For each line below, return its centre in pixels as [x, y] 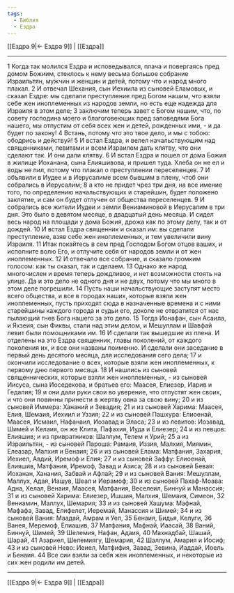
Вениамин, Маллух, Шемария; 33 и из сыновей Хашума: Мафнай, [104, 503]
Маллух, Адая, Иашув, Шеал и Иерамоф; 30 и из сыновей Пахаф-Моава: [115, 481]
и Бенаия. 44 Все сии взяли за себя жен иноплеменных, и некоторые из [115, 555]
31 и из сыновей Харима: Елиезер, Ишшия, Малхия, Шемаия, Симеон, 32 [116, 496]
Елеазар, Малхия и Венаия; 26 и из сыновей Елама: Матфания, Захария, [115, 452]
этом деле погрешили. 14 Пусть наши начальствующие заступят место [114, 288]
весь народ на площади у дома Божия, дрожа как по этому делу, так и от [117, 222]
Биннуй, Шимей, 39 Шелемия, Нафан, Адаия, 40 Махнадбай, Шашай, [110, 533]
